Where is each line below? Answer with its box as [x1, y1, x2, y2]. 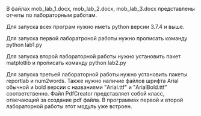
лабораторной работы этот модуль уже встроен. [6, 103, 132, 110]
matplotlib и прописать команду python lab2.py [6, 60, 126, 66]
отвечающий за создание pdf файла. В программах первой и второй [6, 96, 184, 103]
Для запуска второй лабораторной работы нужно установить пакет [6, 53, 181, 60]
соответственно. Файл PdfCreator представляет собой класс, [6, 90, 165, 97]
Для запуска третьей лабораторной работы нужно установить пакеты [6, 71, 188, 78]
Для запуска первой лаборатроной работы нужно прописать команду [6, 35, 188, 41]
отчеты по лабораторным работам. [6, 11, 97, 19]
